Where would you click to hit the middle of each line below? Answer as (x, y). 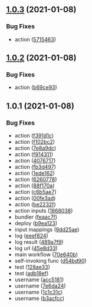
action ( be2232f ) (35, 204)
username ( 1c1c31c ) (39, 292)
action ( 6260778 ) (36, 180)
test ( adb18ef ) (32, 273)
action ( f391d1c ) (34, 136)
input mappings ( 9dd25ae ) (47, 230)
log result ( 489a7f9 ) (39, 242)
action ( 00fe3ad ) (35, 198)
